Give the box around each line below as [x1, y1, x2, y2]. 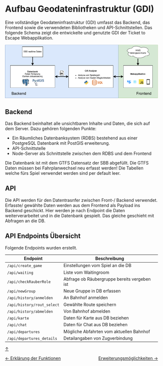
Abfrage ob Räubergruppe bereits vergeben [63, 276, 151, 282]
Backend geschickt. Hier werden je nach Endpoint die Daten [5, 207, 125, 213]
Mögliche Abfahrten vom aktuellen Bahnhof [63, 329, 150, 334]
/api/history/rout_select [7, 302, 60, 307]
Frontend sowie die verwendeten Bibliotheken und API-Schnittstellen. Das [5, 24, 153, 30]
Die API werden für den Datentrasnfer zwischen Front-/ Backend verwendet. [5, 197, 158, 203]
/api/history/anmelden [7, 296, 53, 300]
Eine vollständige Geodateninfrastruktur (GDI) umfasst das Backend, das [5, 19, 150, 25]
